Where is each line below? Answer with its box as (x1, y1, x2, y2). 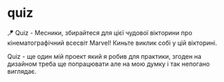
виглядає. (7, 67, 37, 75)
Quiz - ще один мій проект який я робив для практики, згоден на (7, 52, 202, 60)
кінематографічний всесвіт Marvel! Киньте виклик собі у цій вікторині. (7, 39, 218, 47)
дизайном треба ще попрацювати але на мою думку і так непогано (7, 60, 210, 68)
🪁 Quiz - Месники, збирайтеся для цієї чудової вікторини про (7, 28, 193, 36)
